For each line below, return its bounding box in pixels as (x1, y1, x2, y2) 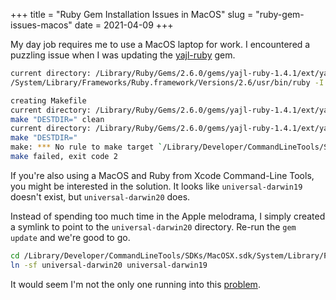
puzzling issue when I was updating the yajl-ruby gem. (10, 49, 236, 61)
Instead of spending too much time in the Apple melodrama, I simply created (10, 210, 326, 222)
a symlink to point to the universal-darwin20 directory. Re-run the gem (10, 220, 297, 233)
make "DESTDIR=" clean (10, 114, 105, 124)
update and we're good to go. (10, 231, 131, 243)
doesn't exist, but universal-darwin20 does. (10, 190, 191, 203)
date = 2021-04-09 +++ (74, 19, 174, 31)
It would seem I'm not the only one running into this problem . (10, 278, 261, 290)
